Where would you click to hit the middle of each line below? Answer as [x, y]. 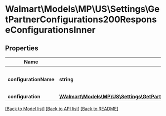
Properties [22, 48]
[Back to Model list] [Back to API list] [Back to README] [62, 109]
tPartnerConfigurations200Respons [81, 19]
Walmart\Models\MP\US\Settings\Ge [83, 9]
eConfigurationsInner [50, 30]
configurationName [31, 79]
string [66, 79]
